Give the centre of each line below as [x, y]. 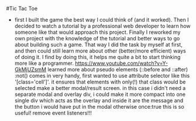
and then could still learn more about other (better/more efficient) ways [100, 51]
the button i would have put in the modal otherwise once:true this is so [99, 107]
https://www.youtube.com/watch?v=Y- [122, 63]
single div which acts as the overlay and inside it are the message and [99, 101]
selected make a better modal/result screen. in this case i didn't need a [100, 88]
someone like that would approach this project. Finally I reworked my [97, 32]
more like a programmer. [44, 63]
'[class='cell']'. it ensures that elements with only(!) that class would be [100, 82]
